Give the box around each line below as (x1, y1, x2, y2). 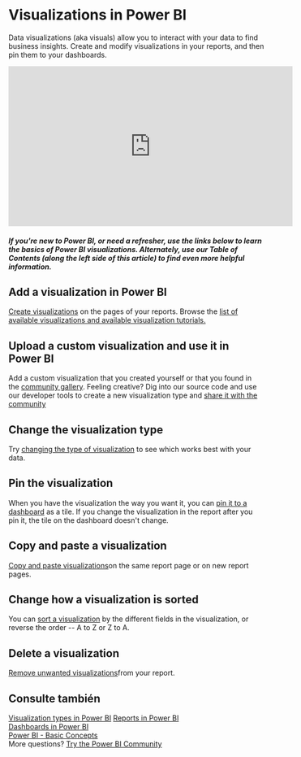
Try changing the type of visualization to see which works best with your (8, 444, 252, 454)
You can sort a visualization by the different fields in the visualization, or (8, 614, 249, 624)
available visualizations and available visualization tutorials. (8, 315, 206, 325)
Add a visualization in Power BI (8, 285, 168, 298)
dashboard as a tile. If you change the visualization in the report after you (8, 507, 253, 516)
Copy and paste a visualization (8, 539, 168, 553)
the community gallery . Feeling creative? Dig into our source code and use (8, 382, 257, 392)
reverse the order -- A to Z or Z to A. (8, 623, 130, 633)
